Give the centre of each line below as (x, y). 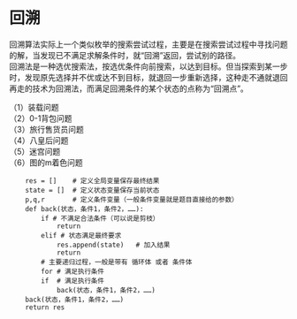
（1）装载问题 (34, 107)
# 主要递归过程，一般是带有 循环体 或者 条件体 (117, 262)
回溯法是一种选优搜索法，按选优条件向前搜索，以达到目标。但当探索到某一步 (148, 66)
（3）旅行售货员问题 (46, 129)
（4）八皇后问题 (39, 140)
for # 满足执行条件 (72, 271)
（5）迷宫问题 (35, 151)
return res (45, 307)
